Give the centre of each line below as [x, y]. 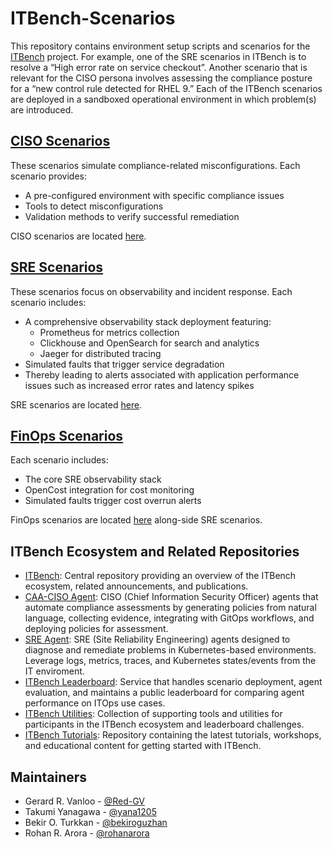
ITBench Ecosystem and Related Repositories [155, 551]
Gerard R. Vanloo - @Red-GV [84, 801]
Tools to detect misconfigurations [94, 206]
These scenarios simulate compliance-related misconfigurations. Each [155, 165]
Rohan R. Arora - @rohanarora [87, 833]
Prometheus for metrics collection [109, 332]
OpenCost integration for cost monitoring [109, 490]
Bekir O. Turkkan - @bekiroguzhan [96, 822]
